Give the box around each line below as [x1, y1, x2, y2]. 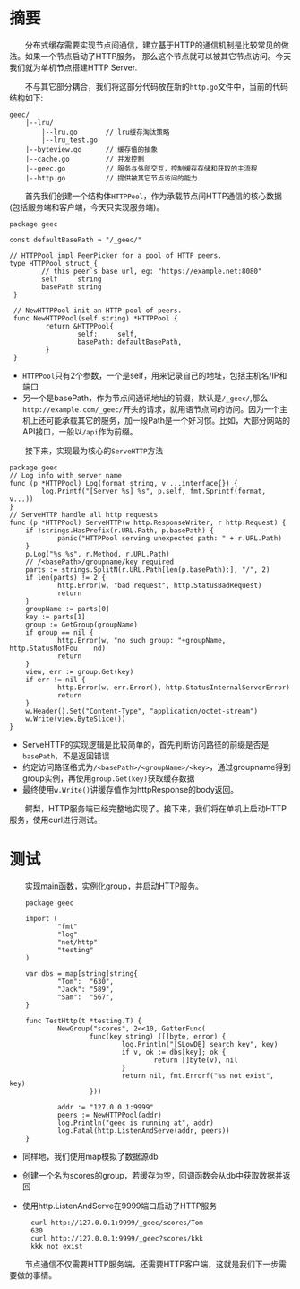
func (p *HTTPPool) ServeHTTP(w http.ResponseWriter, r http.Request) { [9, 518, 287, 527]
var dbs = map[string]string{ [25, 969, 139, 978]
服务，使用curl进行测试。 [9, 814, 103, 825]
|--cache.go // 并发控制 [25, 154, 145, 163]
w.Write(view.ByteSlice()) [25, 715, 126, 723]
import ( [25, 914, 58, 923]
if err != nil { [25, 675, 87, 684]
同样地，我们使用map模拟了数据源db [21, 1151, 159, 1162]
